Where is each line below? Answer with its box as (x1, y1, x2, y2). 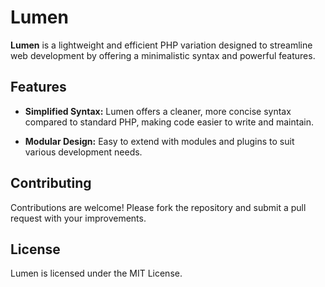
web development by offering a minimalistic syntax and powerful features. (10, 49, 316, 61)
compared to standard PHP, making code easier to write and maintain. (24, 116, 314, 128)
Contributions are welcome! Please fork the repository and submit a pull (10, 201, 307, 213)
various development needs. (24, 146, 143, 158)
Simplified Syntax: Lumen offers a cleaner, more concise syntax (24, 105, 292, 117)
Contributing (10, 175, 92, 192)
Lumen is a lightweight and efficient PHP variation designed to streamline (10, 39, 313, 51)
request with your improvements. (10, 212, 147, 224)
